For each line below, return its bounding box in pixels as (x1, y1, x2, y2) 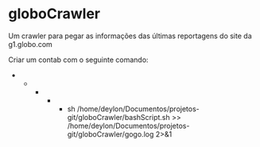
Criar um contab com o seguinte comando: (8, 55, 149, 64)
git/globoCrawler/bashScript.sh (67, 112, 171, 122)
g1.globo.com (8, 39, 53, 48)
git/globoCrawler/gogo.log (67, 129, 154, 139)
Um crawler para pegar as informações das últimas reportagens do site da (8, 31, 252, 41)
